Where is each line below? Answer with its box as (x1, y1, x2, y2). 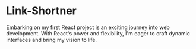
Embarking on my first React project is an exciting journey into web (6, 24, 170, 31)
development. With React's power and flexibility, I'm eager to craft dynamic (6, 30, 190, 37)
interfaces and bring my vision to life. (6, 36, 97, 43)
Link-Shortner (6, 4, 77, 18)
